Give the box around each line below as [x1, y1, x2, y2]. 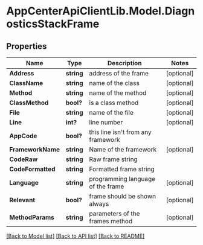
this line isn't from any [89, 128, 152, 136]
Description [107, 59, 142, 67]
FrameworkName [9, 145, 60, 153]
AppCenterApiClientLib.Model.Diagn [6, 4, 195, 18]
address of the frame [89, 69, 149, 77]
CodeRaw [9, 155, 38, 164]
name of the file [89, 109, 134, 116]
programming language [89, 175, 156, 183]
